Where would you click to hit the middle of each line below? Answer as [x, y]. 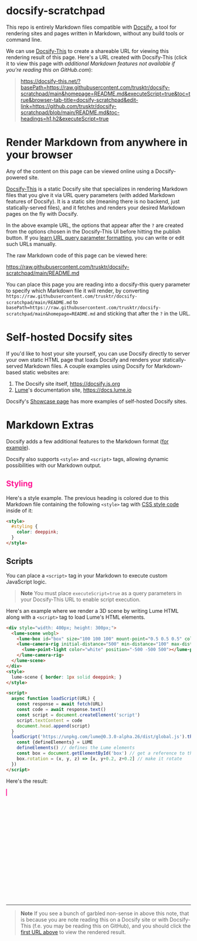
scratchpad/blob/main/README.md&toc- [70, 112]
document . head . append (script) [54, 726]
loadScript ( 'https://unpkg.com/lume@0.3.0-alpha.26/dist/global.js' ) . [99, 737]
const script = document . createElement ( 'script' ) [79, 715]
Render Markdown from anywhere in [97, 143]
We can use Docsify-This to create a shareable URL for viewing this [87, 51]
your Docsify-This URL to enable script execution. [80, 599]
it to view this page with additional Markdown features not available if [91, 64]
